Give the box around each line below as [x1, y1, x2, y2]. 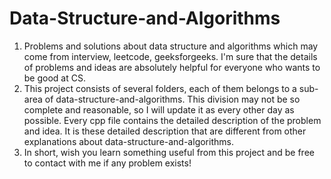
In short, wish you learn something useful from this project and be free [23, 146, 315, 158]
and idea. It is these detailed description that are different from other [23, 125, 307, 137]
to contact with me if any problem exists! [23, 157, 192, 169]
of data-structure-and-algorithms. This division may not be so [44, 93, 301, 105]
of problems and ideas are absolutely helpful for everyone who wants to [23, 61, 321, 73]
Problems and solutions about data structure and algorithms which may [23, 40, 319, 52]
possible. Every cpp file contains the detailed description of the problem [23, 114, 322, 126]
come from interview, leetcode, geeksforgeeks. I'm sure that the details [23, 50, 318, 62]
